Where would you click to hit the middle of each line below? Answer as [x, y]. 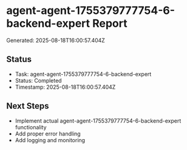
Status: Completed [38, 80]
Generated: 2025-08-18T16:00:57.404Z [56, 40]
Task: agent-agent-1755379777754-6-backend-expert [83, 74]
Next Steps [28, 106]
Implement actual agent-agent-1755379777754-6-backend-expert [98, 121]
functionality [31, 127]
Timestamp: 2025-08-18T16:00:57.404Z [65, 87]
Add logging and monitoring [50, 140]
